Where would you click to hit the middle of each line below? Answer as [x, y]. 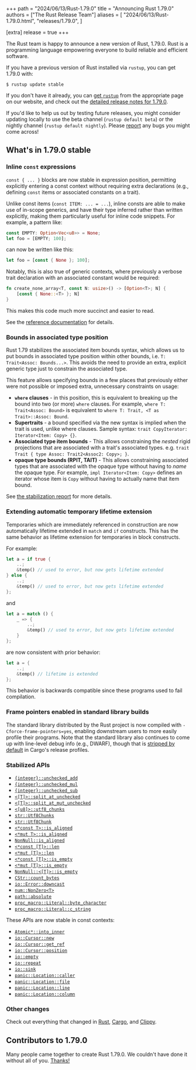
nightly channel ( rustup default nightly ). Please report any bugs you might [98, 125]
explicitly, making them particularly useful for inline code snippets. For [91, 216]
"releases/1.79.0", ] [59, 21]
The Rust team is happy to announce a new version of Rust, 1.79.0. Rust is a [97, 44]
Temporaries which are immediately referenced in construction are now [92, 524]
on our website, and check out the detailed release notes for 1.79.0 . [87, 102]
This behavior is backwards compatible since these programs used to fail [94, 691]
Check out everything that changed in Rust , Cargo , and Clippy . [81, 1022]
